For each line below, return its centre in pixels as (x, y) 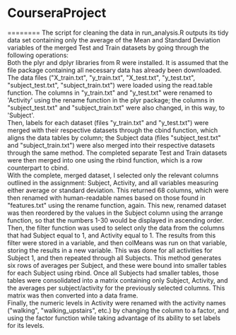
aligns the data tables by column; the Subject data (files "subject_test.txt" (114, 137)
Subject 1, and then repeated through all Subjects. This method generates (114, 258)
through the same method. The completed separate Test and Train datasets (117, 153)
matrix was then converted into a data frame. (73, 295)
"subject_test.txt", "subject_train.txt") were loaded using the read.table (110, 85)
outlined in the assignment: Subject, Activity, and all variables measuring (113, 182)
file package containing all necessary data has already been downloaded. (114, 70)
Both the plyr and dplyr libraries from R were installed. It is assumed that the (118, 62)
